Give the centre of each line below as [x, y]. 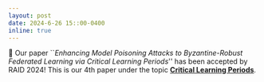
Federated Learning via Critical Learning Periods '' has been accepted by [128, 61]
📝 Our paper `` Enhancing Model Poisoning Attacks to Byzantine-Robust [126, 53]
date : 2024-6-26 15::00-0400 [57, 23]
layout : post [30, 16]
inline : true [30, 30]
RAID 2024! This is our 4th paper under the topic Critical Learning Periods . [132, 70]
